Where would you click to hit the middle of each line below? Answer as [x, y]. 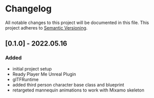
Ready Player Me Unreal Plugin [44, 74]
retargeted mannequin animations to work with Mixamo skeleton [78, 90]
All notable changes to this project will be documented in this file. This [77, 22]
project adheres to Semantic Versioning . [46, 27]
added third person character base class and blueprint [68, 84]
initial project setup [32, 68]
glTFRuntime [25, 79]
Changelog [28, 9]
